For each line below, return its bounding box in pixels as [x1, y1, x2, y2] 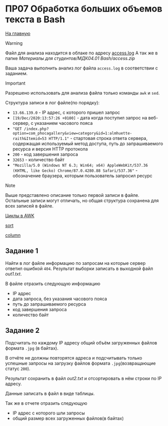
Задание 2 [5, 326, 40, 335]
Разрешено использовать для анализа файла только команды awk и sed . [5, 90, 160, 96]
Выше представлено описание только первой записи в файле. [5, 192, 140, 198]
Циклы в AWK [5, 212, 35, 219]
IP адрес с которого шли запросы [12, 410, 86, 416]
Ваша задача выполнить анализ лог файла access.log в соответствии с [5, 65, 158, 71]
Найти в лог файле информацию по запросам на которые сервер [5, 260, 146, 266]
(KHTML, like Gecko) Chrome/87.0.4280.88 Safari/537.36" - [12, 167, 138, 173]
